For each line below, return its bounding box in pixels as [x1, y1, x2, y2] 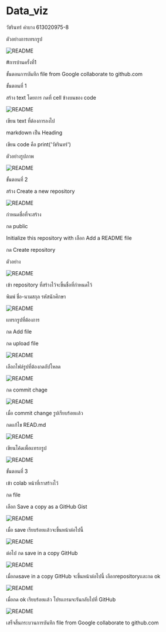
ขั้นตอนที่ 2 [6, 176, 28, 183]
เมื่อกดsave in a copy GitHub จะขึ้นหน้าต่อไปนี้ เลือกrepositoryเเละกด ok [6, 572, 161, 580]
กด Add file [6, 328, 32, 335]
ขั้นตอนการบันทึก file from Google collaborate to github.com [6, 70, 143, 77]
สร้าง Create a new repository [6, 187, 75, 195]
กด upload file [6, 340, 39, 347]
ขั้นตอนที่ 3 [6, 468, 28, 475]
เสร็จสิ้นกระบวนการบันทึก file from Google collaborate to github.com [6, 619, 159, 626]
